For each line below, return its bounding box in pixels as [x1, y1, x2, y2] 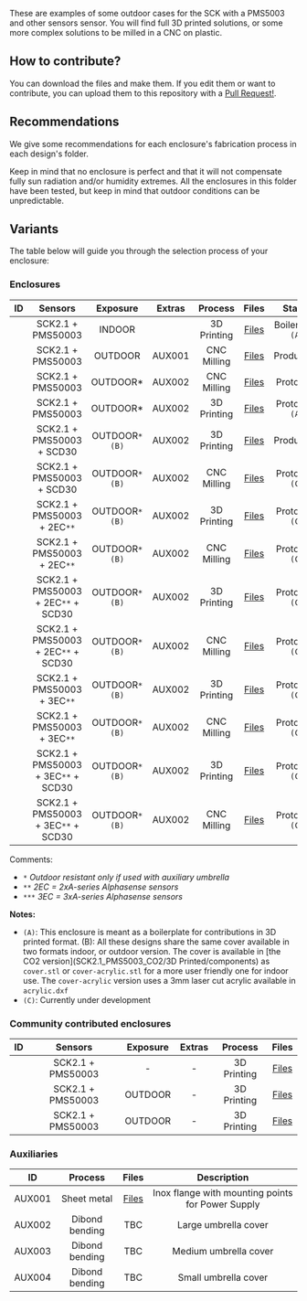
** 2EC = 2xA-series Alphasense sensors [22, 881, 179, 892]
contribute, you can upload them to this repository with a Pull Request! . [9, 87, 277, 99]
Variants [9, 221, 59, 237]
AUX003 [14, 1245, 52, 1258]
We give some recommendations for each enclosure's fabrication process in [9, 138, 297, 149]
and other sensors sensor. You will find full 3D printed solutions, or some [9, 17, 283, 28]
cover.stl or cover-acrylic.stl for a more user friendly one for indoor [22, 965, 290, 976]
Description [196, 1171, 249, 1184]
